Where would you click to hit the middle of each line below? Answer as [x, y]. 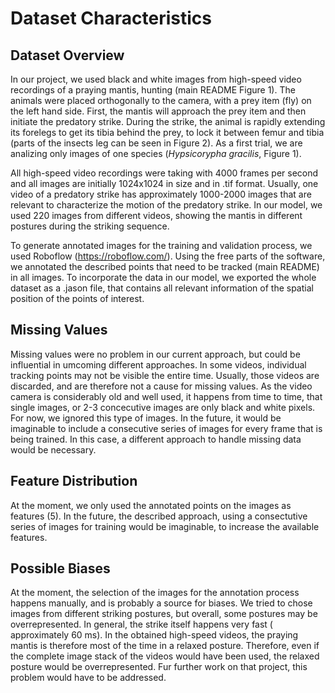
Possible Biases [60, 568]
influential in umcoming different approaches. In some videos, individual [158, 364]
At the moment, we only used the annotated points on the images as [151, 505]
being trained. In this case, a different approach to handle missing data [156, 439]
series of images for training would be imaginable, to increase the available [165, 526]
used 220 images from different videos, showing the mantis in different [156, 215]
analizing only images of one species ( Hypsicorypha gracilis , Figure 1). [156, 153]
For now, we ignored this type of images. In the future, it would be [146, 418]
